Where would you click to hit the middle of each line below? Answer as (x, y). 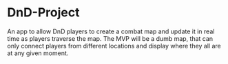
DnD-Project (43, 13)
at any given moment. (38, 53)
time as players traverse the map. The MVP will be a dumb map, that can (110, 38)
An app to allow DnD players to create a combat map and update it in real (111, 31)
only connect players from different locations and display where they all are (114, 46)
